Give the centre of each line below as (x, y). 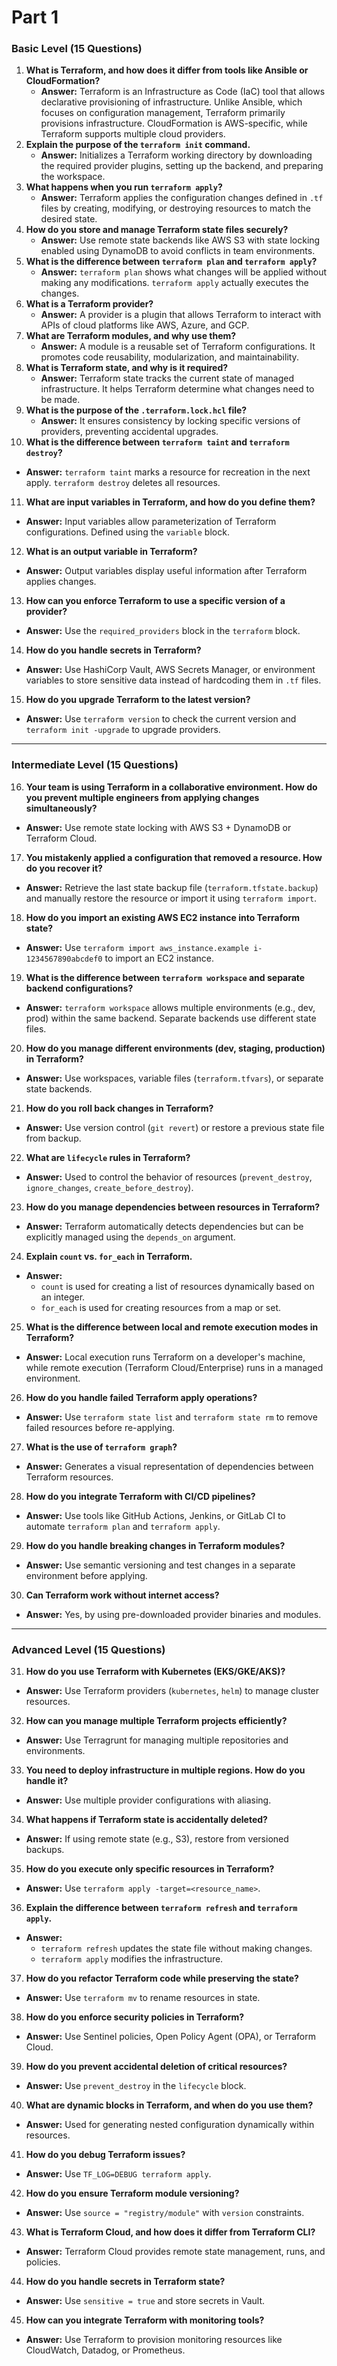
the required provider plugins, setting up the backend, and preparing (182, 166)
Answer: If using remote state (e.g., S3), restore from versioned (157, 1839)
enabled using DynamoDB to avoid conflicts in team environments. (178, 251)
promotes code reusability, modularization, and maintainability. (169, 357)
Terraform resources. (69, 1477)
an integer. (63, 1297)
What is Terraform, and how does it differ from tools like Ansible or (167, 70)
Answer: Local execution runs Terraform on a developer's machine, (165, 1357)
